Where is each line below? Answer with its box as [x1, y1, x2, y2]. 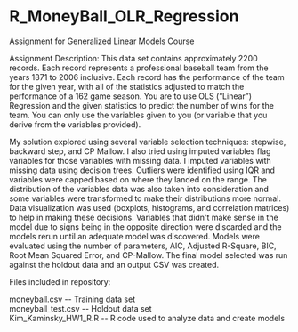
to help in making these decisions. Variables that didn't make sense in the [9, 212, 278, 223]
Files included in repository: [9, 276, 111, 287]
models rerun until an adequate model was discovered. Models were [9, 231, 261, 241]
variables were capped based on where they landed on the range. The [9, 174, 267, 184]
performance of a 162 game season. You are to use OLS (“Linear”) [9, 91, 252, 101]
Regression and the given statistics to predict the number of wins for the [9, 100, 274, 110]
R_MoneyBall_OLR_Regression [9, 6, 239, 27]
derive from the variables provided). [9, 118, 141, 130]
